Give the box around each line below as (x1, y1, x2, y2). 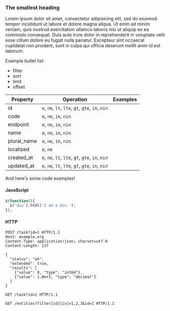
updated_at (8, 162, 35, 169)
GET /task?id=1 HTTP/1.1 (5, 292, 58, 297)
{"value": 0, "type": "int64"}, (14, 270, 83, 275)
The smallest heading (5, 4, 60, 11)
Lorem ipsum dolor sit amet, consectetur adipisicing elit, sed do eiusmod (5, 16, 157, 22)
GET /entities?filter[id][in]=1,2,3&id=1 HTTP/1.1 (5, 301, 115, 306)
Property (11, 96, 34, 103)
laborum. (5, 48, 24, 54)
